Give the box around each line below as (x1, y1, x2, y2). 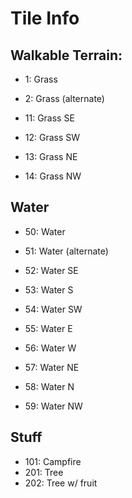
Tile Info (10, 7, 80, 30)
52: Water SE (24, 264, 79, 276)
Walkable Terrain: (10, 47, 123, 64)
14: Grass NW (24, 170, 82, 182)
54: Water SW (24, 303, 83, 315)
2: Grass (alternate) (24, 93, 105, 104)
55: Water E (24, 322, 73, 334)
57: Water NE (24, 361, 80, 373)
